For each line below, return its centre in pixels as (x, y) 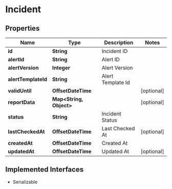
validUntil (20, 91)
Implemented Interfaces (45, 170)
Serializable (25, 182)
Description (119, 43)
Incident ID (115, 51)
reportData (21, 102)
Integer (61, 68)
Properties (23, 28)
